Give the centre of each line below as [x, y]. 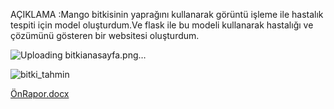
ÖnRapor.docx [40, 93]
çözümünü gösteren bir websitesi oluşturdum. [105, 35]
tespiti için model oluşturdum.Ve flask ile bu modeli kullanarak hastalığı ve [162, 25]
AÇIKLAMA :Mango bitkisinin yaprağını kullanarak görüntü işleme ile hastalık [167, 14]
